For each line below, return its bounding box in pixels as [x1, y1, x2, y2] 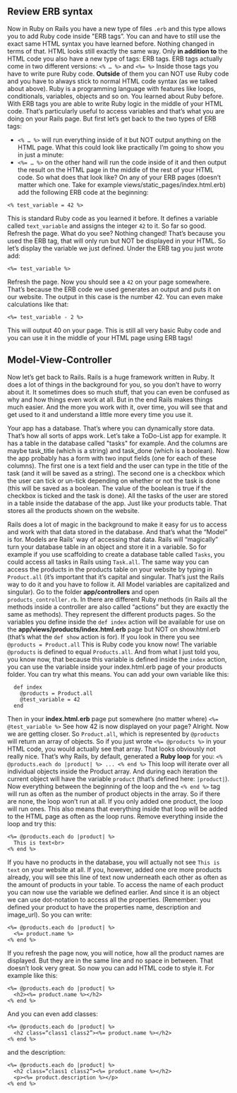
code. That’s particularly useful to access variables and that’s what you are [7, 107, 225, 115]
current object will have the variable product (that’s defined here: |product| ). [7, 774, 230, 783]
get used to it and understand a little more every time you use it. [7, 410, 193, 418]
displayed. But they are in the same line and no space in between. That [7, 956, 214, 965]
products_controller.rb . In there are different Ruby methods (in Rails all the [7, 595, 228, 603]
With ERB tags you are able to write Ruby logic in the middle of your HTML [7, 99, 224, 108]
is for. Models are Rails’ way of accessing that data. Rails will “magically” [7, 535, 219, 543]
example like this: [7, 971, 58, 979]
